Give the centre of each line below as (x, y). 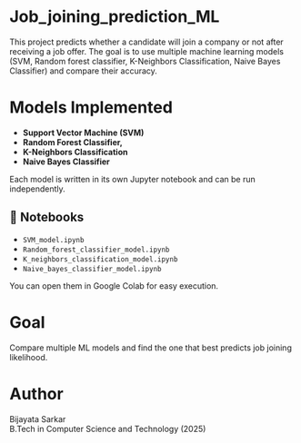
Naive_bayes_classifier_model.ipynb (92, 269)
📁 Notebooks (47, 217)
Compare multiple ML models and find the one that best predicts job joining (151, 348)
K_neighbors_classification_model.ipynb (100, 259)
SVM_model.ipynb (53, 240)
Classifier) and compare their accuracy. (83, 71)
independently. (37, 189)
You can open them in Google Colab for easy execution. (114, 285)
